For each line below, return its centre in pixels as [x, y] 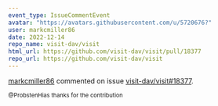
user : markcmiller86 [42, 30]
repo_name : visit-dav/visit [54, 44]
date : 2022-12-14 [36, 37]
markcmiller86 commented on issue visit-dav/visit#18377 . [101, 81]
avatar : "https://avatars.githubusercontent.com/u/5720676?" [110, 23]
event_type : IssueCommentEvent [59, 15]
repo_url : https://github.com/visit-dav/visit [85, 59]
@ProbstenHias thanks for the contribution [65, 95]
